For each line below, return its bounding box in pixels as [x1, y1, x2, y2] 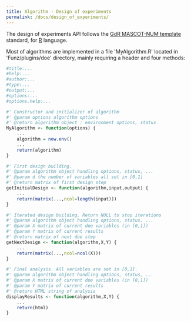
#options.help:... [6, 98, 51, 104]
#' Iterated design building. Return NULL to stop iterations [6, 212, 162, 218]
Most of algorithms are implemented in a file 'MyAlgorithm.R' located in [6, 48, 178, 55]
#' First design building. [6, 163, 72, 169]
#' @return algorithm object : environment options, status [6, 120, 157, 126]
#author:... [6, 76, 35, 82]
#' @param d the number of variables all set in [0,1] [6, 174, 143, 180]
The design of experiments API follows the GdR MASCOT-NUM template [6, 30, 181, 37]
